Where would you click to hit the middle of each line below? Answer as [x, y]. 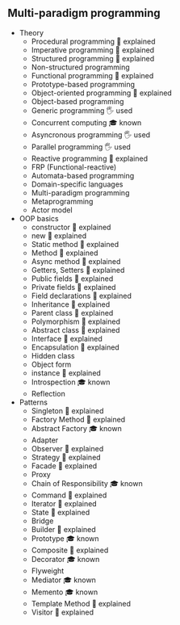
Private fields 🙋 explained [73, 287]
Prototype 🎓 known [65, 538]
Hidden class [53, 355]
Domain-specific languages [77, 184]
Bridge [42, 521]
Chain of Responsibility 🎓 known [87, 483]
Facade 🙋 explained [64, 466]
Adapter [45, 440]
